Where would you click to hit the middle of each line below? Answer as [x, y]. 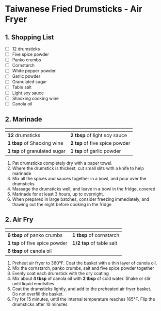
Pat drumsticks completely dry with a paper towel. [62, 163]
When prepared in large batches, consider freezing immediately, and [80, 199]
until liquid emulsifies [33, 284]
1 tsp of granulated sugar [37, 151]
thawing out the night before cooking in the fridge [62, 204]
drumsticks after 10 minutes [40, 304]
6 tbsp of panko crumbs [35, 235]
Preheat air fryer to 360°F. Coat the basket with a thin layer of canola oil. [84, 263]
